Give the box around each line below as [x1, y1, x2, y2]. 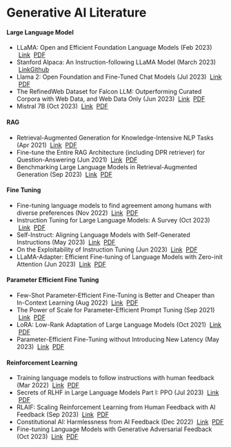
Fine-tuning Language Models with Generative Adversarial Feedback [16, 425, 212, 433]
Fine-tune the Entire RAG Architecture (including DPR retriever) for [16, 148, 205, 156]
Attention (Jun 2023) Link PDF [16, 260, 106, 268]
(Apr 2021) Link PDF [16, 140, 77, 149]
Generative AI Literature [6, 5, 147, 21]
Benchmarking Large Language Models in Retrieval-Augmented [16, 162, 197, 171]
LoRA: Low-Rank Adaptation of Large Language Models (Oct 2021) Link [16, 321, 222, 329]
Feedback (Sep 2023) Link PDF [16, 410, 110, 419]
